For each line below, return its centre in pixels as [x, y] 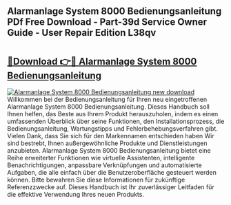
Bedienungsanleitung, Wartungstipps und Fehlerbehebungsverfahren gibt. [113, 129]
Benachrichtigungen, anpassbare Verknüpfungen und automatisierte [104, 165]
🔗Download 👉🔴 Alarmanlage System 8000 [102, 61]
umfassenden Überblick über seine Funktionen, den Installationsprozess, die [116, 121]
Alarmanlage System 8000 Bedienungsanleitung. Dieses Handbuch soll [109, 107]
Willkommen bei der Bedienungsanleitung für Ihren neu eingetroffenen [107, 99]
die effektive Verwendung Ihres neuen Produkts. [76, 194]
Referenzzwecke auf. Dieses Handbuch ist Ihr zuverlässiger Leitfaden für [111, 187]
